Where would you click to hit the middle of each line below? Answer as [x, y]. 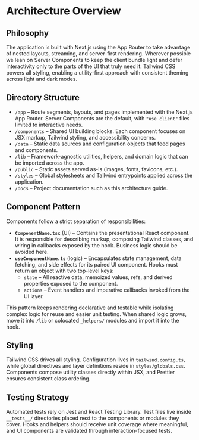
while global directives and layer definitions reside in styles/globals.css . [96, 366]
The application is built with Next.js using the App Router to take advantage [98, 47]
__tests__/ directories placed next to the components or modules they [93, 418]
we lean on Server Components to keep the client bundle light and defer [94, 60]
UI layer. [34, 296]
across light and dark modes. [42, 79]
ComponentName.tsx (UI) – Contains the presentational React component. [102, 233]
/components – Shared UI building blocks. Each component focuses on [100, 131]
